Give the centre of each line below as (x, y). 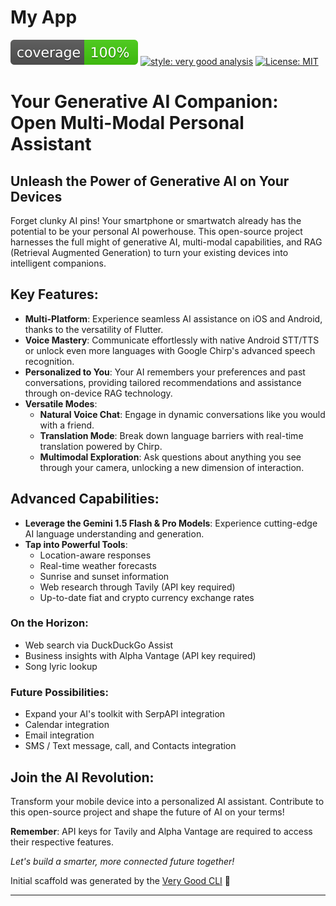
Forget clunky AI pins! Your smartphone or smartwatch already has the (156, 220)
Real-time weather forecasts (98, 565)
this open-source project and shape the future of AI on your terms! (147, 812)
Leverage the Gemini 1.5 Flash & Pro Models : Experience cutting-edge (171, 523)
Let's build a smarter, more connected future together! (122, 861)
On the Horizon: (49, 623)
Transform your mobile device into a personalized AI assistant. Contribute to (167, 801)
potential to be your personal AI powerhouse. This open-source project (156, 231)
